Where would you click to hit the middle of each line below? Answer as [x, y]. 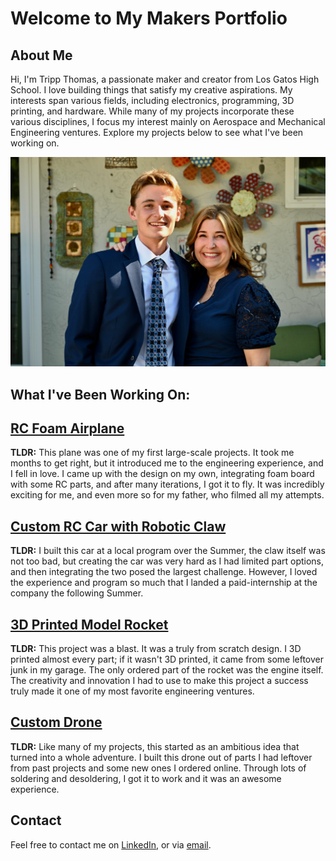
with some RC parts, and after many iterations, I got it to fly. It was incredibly [167, 484]
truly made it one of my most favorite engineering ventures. [132, 691]
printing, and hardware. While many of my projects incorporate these [152, 111]
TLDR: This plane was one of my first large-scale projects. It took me [152, 453]
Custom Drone [56, 722]
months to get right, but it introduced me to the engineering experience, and [167, 463]
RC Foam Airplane [67, 428]
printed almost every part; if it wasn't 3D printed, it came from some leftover [167, 659]
